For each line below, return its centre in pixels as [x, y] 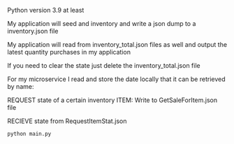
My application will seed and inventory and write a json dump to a [102, 23]
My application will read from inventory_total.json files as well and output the [117, 44]
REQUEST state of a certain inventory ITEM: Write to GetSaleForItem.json [112, 100]
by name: [21, 86]
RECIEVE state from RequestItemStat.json [67, 121]
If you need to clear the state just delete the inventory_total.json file [104, 65]
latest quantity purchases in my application [69, 52]
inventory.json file [33, 31]
